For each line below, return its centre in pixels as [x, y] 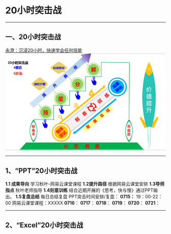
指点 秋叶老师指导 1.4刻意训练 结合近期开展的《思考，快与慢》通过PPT [79, 190]
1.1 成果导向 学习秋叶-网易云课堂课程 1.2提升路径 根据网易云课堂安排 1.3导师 [85, 184]
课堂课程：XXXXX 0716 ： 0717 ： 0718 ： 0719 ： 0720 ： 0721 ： [93, 203]
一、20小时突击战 [33, 37]
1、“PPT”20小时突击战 [41, 171]
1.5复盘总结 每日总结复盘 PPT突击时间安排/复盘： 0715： [75, 197]
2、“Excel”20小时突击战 [44, 225]
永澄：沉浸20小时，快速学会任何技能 [44, 50]
